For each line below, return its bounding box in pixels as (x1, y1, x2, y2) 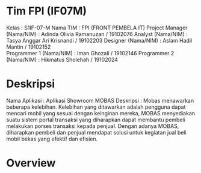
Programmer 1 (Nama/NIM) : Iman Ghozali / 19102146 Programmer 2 (6, 49, 175, 56)
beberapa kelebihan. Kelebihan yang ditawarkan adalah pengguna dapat (6, 103, 186, 111)
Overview (6, 156, 56, 170)
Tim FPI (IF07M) (6, 4, 87, 18)
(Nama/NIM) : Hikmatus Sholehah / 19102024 (6, 56, 119, 63)
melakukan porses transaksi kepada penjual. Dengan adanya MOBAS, (6, 122, 179, 130)
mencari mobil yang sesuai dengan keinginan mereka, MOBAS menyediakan (6, 109, 196, 117)
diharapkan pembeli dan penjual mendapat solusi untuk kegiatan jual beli (6, 129, 187, 136)
